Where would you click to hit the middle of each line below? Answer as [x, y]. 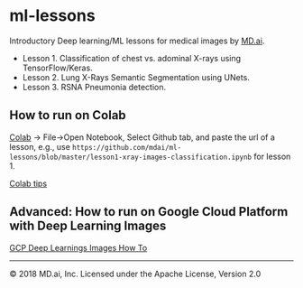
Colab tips [28, 183]
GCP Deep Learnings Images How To [78, 247]
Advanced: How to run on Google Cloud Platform [149, 212]
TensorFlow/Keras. [57, 68]
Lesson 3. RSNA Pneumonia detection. [94, 87]
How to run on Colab [68, 115]
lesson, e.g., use [40, 146]
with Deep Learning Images [88, 226]
